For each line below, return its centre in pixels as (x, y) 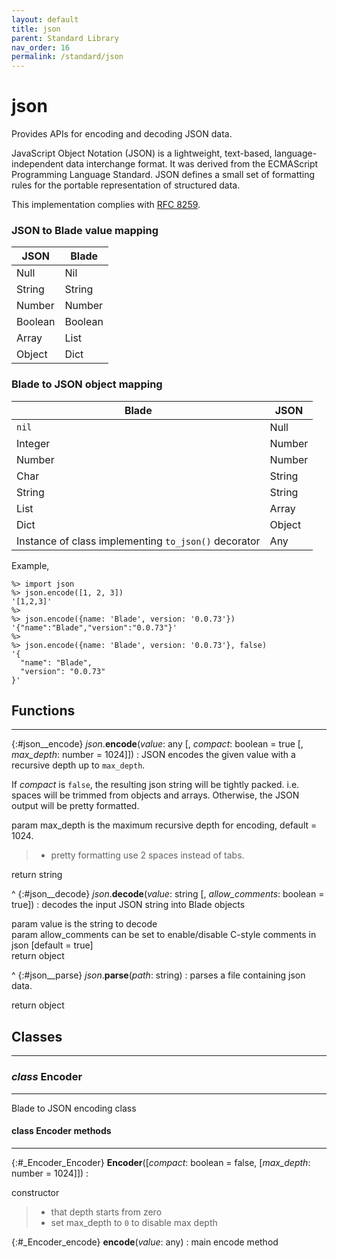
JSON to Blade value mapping (85, 230)
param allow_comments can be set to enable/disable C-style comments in (164, 935)
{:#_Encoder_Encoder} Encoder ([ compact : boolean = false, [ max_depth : (161, 1162)
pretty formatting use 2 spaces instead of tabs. (147, 855)
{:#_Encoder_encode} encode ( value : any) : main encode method (145, 1242)
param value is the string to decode (84, 924)
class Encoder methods (61, 1131)
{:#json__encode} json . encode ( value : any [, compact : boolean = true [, (157, 744)
